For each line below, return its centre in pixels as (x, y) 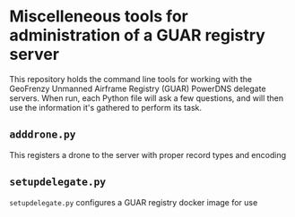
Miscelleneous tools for (99, 17)
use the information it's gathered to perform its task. (106, 107)
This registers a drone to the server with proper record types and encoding (148, 154)
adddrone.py (43, 134)
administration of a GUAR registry (138, 35)
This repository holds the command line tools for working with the (131, 79)
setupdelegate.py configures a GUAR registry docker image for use (134, 202)
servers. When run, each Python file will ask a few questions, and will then (147, 98)
